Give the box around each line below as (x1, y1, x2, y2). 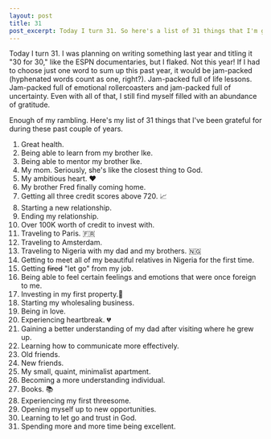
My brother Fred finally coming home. (20, 183, 146, 192)
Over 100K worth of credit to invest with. (20, 220, 155, 230)
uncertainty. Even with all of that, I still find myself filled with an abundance (9, 92, 257, 101)
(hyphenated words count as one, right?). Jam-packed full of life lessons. (9, 74, 253, 84)
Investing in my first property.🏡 (20, 289, 124, 299)
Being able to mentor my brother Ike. (20, 157, 143, 166)
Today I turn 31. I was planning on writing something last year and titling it (9, 49, 253, 59)
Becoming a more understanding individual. (20, 375, 166, 385)
